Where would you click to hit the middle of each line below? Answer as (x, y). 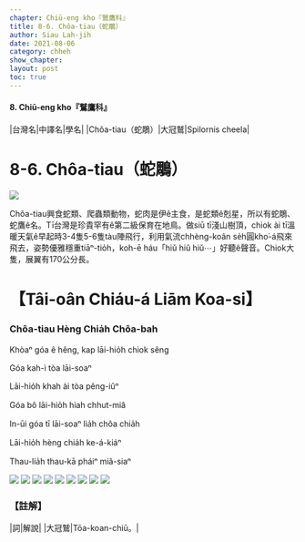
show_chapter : (36, 60)
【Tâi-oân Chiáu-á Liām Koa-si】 (136, 299)
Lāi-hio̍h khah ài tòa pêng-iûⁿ (64, 386)
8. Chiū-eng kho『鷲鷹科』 (61, 107)
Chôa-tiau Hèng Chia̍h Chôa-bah (84, 329)
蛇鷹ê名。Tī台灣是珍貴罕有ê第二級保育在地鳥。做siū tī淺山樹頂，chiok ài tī (148, 225)
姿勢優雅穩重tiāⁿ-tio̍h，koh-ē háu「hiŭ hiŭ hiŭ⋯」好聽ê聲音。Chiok (160, 248)
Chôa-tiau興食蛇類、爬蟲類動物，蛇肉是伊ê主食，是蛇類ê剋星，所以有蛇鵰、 (152, 213)
